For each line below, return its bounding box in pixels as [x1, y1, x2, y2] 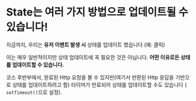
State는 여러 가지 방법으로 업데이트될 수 [6, 5, 188, 19]
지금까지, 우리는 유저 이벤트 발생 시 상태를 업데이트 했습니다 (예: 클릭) [6, 41, 166, 48]
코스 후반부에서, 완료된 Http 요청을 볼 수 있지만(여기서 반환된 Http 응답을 [6, 74, 174, 81]
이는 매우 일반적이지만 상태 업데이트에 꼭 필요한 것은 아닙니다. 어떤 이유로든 [6, 53, 179, 61]
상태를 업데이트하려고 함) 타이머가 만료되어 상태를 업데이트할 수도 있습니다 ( [12, 81, 187, 88]
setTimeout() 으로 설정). [6, 89, 62, 96]
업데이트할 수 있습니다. [12, 61, 65, 68]
